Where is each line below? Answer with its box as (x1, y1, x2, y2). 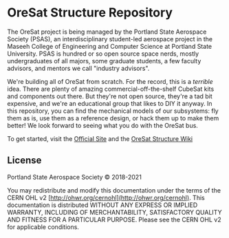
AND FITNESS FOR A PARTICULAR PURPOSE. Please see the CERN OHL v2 (7, 215, 221, 224)
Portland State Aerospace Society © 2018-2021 (7, 173, 142, 181)
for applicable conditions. (7, 222, 79, 231)
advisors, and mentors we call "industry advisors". (7, 64, 150, 72)
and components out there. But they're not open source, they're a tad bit (7, 91, 213, 100)
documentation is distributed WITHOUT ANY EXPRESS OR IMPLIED (7, 201, 198, 209)
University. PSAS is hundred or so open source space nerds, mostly (7, 50, 199, 58)
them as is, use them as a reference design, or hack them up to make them (7, 113, 219, 122)
